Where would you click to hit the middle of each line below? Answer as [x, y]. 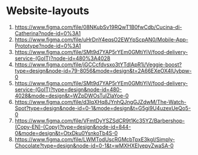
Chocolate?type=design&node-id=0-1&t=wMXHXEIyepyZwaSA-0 [94, 146]
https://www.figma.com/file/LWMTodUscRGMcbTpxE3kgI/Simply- [95, 139]
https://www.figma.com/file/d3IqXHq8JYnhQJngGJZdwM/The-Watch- [100, 102]
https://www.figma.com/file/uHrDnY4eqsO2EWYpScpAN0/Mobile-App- [101, 39]
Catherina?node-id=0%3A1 [48, 33]
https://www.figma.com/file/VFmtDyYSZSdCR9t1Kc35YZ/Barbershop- [100, 120]
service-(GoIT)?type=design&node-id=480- [68, 89]
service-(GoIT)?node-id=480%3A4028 [62, 58]
